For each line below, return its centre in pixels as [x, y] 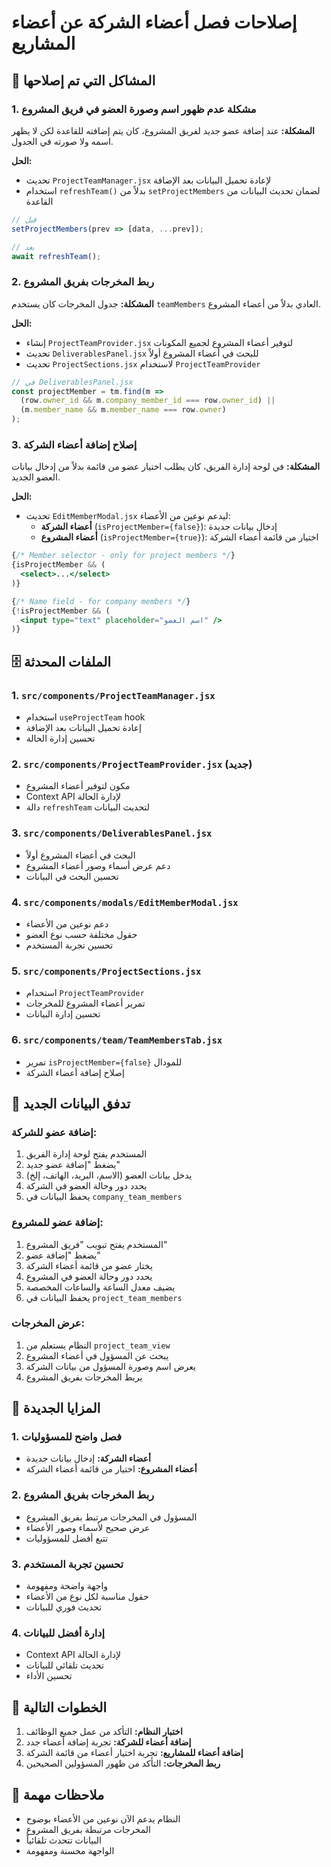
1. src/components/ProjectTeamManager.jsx [113, 695]
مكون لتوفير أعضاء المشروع [78, 786]
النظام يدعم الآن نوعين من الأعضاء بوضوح [103, 1819]
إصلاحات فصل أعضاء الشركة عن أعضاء [154, 22]
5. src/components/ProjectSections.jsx [106, 971]
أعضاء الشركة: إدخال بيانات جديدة [88, 1458]
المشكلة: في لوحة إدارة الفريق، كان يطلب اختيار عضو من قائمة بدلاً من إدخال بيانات [166, 467]
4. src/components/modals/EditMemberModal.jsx [125, 902]
